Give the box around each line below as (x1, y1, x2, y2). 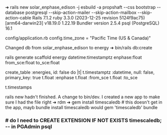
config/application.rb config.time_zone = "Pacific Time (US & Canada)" (5, 35, 151, 41)
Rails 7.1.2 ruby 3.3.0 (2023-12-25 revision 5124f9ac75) (32, 15, 146, 20)
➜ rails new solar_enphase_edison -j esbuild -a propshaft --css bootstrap (5, 4, 156, 10)
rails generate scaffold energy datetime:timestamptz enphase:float (5, 54, 142, 60)
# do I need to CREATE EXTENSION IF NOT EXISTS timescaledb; (5, 117, 162, 124)
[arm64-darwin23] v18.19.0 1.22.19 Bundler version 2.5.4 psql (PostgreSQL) (5, 20, 160, 26)
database (5, 9, 25, 15)
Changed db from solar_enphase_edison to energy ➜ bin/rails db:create (5, 45, 153, 50)
